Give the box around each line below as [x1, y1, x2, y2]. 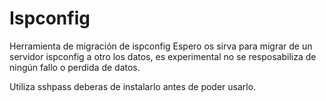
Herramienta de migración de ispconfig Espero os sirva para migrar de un [9, 40, 313, 52]
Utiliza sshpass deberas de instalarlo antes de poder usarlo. [9, 80, 257, 92]
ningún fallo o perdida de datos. [9, 61, 141, 73]
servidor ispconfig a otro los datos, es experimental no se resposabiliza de [9, 50, 317, 62]
